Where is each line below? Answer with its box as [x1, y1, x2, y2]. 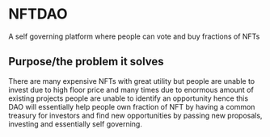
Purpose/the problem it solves [8, 55, 164, 68]
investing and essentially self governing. [8, 118, 143, 129]
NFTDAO [8, 5, 68, 23]
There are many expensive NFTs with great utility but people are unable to [8, 76, 255, 85]
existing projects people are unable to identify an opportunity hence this [8, 93, 249, 103]
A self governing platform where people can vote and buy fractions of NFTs [8, 31, 260, 41]
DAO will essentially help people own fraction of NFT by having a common [8, 102, 255, 111]
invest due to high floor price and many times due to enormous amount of [8, 85, 255, 94]
